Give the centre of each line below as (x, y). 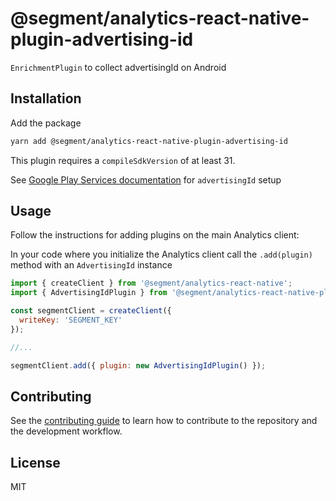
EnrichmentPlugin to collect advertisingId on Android (118, 67)
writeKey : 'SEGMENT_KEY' (71, 320)
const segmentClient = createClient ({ (91, 311)
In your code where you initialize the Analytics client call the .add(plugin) (161, 254)
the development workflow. (66, 431)
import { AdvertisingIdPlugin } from (89, 293)
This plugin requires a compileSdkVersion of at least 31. (123, 160)
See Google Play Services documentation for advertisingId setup (146, 179)
